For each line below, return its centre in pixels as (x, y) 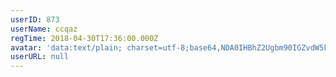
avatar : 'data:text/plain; (66, 47)
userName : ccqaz (44, 29)
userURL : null (40, 57)
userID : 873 (35, 19)
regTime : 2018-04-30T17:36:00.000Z (84, 38)
